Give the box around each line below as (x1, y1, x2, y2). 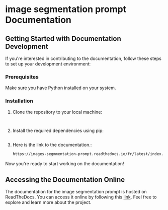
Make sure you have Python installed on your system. (5, 85, 116, 91)
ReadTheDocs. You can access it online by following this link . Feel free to (5, 194, 157, 200)
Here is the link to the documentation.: (12, 142, 92, 148)
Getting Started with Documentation (5, 34, 122, 43)
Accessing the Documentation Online (5, 175, 125, 184)
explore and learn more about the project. (5, 199, 92, 205)
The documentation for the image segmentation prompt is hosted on (5, 189, 147, 195)
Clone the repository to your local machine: (12, 109, 102, 115)
